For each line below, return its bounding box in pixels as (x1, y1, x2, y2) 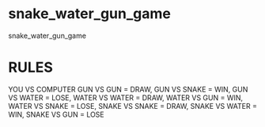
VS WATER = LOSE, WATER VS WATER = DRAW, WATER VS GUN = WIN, (8, 92, 244, 103)
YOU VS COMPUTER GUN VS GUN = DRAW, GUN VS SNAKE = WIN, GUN (8, 84, 248, 94)
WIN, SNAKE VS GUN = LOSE (8, 110, 104, 119)
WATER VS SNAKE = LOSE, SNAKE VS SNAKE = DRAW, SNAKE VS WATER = (8, 101, 257, 110)
